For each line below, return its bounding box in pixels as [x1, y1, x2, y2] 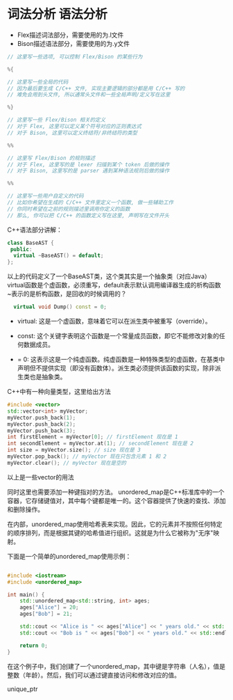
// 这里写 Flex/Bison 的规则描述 [7, 154, 96, 161]
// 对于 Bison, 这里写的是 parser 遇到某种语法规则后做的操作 [7, 168, 170, 175]
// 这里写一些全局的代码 [7, 78, 69, 86]
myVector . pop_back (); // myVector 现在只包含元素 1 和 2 [7, 453, 167, 460]
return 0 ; [19, 642, 49, 649]
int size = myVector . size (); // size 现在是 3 [7, 447, 141, 454]
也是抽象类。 [29, 373, 67, 381]
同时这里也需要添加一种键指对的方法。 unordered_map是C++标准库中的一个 [7, 488, 225, 496]
